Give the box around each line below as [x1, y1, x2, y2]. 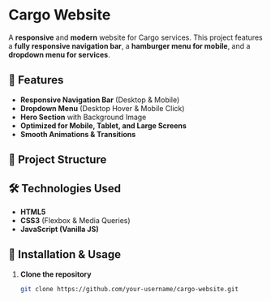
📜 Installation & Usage [8, 247, 122, 261]
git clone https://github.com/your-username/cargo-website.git [19, 285, 239, 293]
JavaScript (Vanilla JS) [19, 224, 99, 234]
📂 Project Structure [8, 153, 107, 167]
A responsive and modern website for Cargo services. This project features [8, 32, 263, 42]
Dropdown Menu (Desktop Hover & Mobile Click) [19, 103, 185, 113]
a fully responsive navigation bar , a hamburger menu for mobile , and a [8, 41, 251, 50]
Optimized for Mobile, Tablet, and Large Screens [19, 120, 187, 131]
